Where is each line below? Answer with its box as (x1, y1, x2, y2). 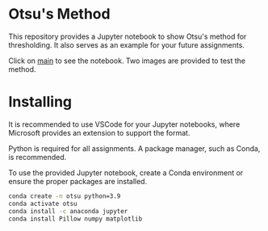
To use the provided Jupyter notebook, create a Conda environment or (8, 167, 244, 178)
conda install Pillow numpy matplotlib (8, 215, 143, 223)
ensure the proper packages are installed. (8, 176, 148, 186)
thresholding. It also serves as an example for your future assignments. (8, 40, 245, 49)
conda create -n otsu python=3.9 (8, 191, 121, 200)
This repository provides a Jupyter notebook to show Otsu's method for (8, 31, 247, 41)
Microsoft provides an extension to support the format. (8, 128, 191, 137)
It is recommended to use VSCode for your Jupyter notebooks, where (8, 119, 241, 129)
